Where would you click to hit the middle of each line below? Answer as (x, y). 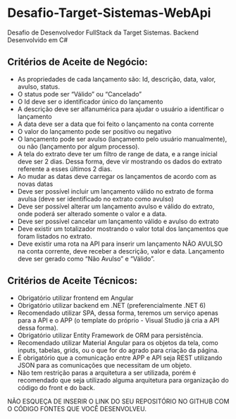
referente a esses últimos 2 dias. (65, 169)
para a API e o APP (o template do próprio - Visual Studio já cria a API (118, 320)
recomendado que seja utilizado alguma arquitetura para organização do (123, 380)
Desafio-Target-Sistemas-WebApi (109, 13)
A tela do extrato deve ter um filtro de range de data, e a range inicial (117, 154)
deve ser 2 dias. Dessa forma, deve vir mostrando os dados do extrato (120, 161)
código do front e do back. (56, 387)
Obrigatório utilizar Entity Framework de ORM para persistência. (110, 335)
